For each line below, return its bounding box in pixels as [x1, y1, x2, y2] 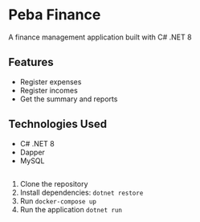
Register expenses [19, 76, 82, 86]
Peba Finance [8, 6, 101, 24]
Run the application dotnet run [19, 204, 123, 214]
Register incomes [19, 85, 78, 95]
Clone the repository [19, 179, 88, 188]
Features [8, 55, 54, 69]
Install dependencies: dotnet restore [19, 187, 144, 197]
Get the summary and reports [19, 94, 118, 104]
